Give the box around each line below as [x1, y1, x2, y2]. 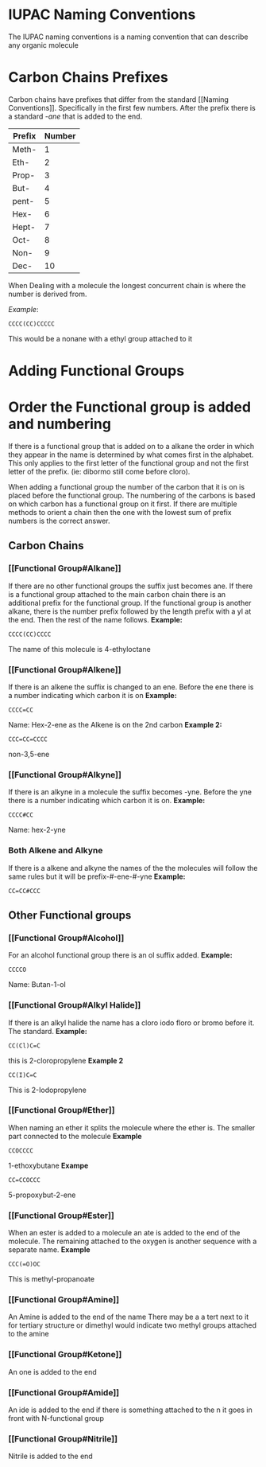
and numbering [8, 416, 111, 433]
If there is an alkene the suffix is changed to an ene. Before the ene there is [8, 682, 254, 692]
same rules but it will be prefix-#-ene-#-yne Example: [8, 872, 186, 881]
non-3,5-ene [8, 749, 50, 759]
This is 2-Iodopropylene [8, 1085, 87, 1094]
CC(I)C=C [8, 1071, 37, 1079]
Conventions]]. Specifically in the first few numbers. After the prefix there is [8, 103, 256, 112]
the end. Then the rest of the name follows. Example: [8, 615, 183, 624]
